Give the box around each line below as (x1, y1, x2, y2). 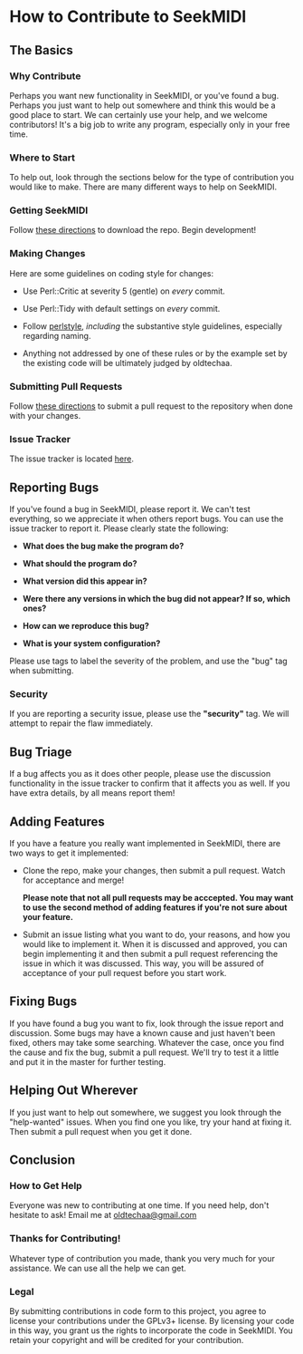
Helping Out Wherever (9, 1083, 138, 1098)
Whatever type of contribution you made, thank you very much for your (9, 1252, 276, 1263)
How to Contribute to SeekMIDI (9, 6, 247, 27)
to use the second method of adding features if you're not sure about (22, 902, 288, 913)
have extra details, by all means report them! (9, 788, 175, 798)
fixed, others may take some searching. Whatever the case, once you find (9, 1037, 285, 1048)
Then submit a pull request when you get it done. (9, 1126, 193, 1136)
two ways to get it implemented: (9, 847, 129, 858)
